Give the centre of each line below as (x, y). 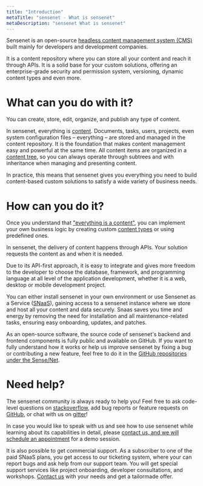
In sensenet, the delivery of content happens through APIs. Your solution (97, 248)
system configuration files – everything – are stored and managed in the (96, 138)
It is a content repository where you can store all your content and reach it (99, 59)
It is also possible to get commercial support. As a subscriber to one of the (99, 451)
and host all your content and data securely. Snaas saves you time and (95, 309)
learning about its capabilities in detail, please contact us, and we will (93, 433)
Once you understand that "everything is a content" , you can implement (96, 223)
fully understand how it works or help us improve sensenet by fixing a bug (99, 347)
